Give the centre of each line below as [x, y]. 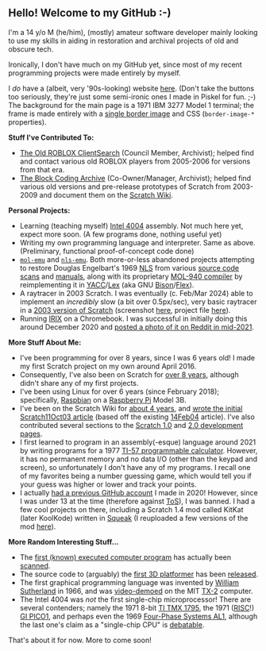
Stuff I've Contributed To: [51, 137]
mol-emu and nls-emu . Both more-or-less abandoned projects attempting [137, 259]
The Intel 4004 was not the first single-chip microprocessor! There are [135, 599]
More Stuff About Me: [45, 342]
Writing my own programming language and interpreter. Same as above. [137, 242]
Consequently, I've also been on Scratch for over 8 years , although [129, 374]
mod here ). [38, 526]
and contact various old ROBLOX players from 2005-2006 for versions [135, 161]
